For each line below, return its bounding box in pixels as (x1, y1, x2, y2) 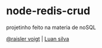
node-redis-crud (6, 4, 91, 18)
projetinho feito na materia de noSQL (6, 24, 96, 31)
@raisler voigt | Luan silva (6, 35, 69, 42)
